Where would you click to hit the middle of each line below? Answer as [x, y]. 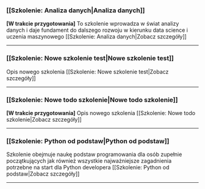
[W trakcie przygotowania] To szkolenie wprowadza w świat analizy [93, 24]
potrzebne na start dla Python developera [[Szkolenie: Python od [88, 168]
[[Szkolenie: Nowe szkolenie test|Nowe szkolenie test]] [90, 58]
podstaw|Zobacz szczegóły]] [43, 174]
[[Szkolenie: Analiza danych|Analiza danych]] [76, 10]
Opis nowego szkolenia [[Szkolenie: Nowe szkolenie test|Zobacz [88, 72]
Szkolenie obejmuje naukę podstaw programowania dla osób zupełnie [94, 154]
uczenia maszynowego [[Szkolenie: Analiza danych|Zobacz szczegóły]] [97, 37]
